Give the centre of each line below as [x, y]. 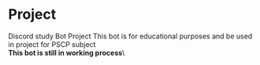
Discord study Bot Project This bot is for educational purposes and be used [130, 36]
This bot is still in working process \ [67, 52]
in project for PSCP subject [52, 44]
